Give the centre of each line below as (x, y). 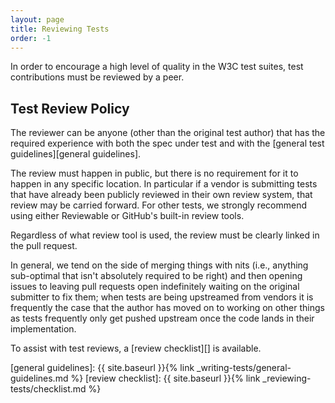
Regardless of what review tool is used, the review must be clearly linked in (165, 235)
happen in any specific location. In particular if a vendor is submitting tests (164, 184)
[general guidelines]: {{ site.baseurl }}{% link (102, 368)
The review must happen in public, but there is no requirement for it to (154, 173)
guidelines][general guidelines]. (76, 154)
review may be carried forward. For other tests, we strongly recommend (158, 205)
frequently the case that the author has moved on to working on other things (167, 308)
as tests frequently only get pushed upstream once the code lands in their (162, 318)
